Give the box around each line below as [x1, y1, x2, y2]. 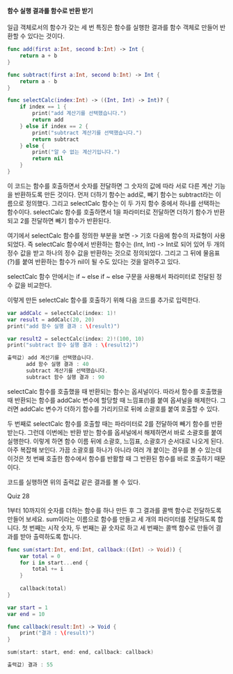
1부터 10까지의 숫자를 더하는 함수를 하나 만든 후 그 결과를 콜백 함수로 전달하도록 [7, 506, 222, 514]
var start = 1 [7, 604, 49, 611]
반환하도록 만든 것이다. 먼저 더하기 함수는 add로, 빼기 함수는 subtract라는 [14, 190, 214, 199]
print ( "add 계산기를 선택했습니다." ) [32, 110, 127, 117]
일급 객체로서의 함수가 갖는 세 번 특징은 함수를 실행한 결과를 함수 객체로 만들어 [7, 23, 219, 31]
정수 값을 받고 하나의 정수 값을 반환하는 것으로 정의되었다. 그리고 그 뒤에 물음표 [7, 248, 220, 257]
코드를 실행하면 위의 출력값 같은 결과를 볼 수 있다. [7, 477, 141, 486]
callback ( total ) [19, 585, 67, 592]
